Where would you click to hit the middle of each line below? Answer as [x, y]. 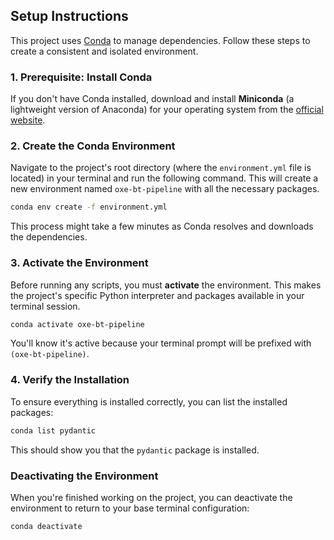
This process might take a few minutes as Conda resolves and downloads [162, 226]
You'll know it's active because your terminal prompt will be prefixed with [161, 343]
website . [28, 120]
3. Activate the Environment [79, 263]
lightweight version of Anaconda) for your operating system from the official [167, 110]
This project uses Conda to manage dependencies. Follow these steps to [160, 40]
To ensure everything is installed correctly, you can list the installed [149, 401]
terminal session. [45, 306]
